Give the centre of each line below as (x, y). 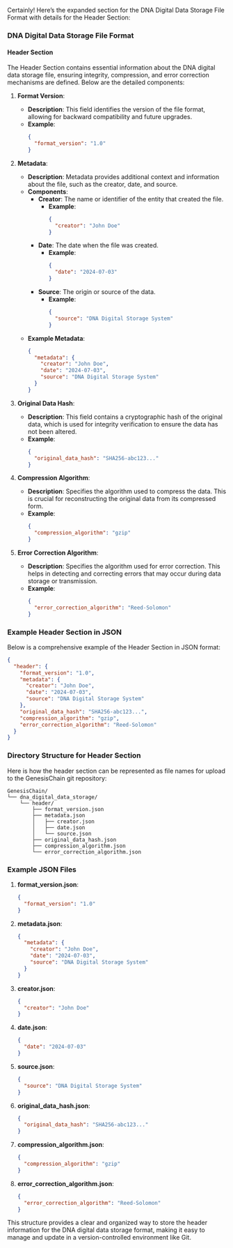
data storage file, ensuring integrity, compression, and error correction (109, 75)
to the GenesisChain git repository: (57, 778)
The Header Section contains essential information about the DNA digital (111, 68)
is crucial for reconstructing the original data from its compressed (122, 499)
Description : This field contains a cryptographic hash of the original (125, 417)
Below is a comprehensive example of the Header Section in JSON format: (114, 647)
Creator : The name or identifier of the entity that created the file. (131, 199)
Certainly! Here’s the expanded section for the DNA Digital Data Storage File (116, 10)
